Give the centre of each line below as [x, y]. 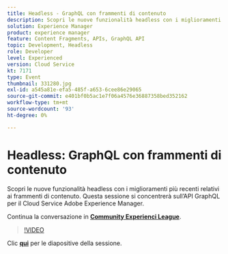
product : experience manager [48, 33]
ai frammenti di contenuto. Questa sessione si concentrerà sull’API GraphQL [114, 196]
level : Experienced [35, 58]
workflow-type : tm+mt [38, 103]
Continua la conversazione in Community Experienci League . [94, 216]
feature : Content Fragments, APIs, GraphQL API [76, 39]
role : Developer [30, 52]
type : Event [24, 77]
